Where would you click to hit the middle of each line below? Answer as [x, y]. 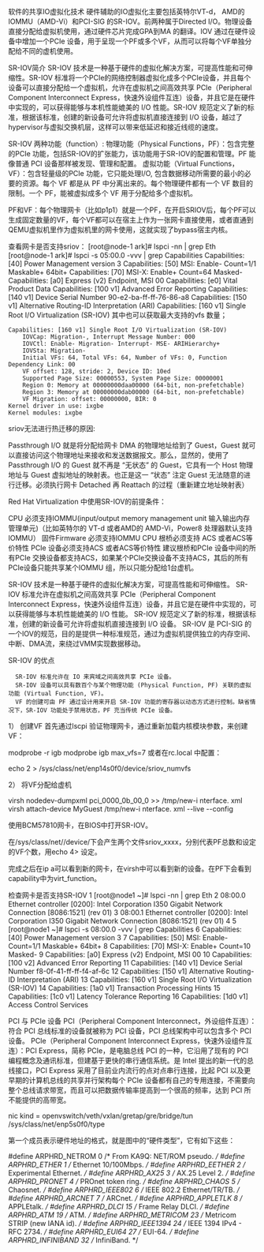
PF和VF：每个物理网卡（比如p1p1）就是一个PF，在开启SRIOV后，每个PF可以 [132, 210]
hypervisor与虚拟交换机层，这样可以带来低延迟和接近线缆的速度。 [115, 127]
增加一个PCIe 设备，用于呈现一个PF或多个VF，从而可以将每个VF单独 [134, 41]
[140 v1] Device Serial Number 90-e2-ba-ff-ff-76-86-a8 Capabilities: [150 [128, 297]
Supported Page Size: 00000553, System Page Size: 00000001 [123, 378]
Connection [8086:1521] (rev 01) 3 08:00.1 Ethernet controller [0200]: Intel [128, 913]
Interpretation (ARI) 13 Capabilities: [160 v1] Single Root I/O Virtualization [134, 980]
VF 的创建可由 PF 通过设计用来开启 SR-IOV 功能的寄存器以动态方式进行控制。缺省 [133, 702]
